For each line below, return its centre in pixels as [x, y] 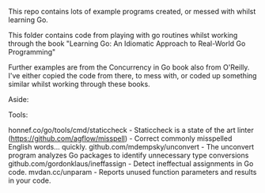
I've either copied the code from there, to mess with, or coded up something [132, 76]
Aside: [19, 99]
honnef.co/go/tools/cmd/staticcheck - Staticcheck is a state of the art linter [131, 130]
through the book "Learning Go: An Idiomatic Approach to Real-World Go [127, 44]
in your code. [30, 180]
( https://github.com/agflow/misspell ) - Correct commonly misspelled [120, 138]
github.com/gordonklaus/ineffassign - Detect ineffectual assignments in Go [131, 164]
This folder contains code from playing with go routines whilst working [123, 35]
